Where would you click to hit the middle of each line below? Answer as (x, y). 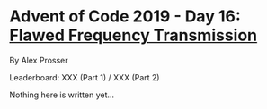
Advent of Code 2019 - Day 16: (125, 17)
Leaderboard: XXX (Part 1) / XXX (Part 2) (85, 77)
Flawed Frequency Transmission (133, 35)
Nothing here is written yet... (62, 95)
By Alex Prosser (39, 60)
